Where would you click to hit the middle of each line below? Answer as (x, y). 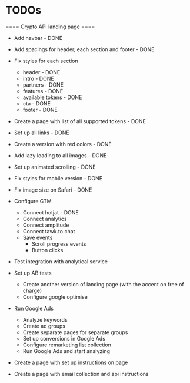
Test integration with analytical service (61, 261)
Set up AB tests (33, 273)
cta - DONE (37, 103)
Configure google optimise (55, 297)
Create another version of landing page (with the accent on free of (103, 284)
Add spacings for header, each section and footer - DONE (84, 49)
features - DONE (43, 91)
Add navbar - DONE (38, 38)
